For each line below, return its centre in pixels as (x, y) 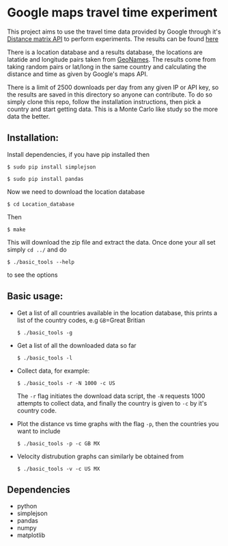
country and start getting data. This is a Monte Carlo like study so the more (113, 109)
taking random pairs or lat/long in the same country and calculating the (107, 66)
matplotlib (31, 535)
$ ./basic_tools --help (41, 262)
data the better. (29, 116)
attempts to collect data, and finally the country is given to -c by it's (112, 403)
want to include (39, 431)
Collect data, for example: (53, 371)
